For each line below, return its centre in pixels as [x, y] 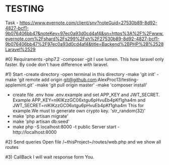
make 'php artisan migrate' [40, 116]
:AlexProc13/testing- [118, 79]
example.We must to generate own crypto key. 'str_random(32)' [79, 111]
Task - [12, 23]
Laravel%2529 [20, 49]
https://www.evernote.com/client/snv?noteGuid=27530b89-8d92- [89, 23]
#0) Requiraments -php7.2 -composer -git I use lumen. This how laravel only [84, 59]
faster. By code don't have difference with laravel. [57, 64]
